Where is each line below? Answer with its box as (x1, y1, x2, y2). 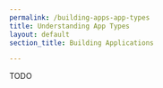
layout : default (9, 30, 70, 39)
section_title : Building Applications (9, 38, 154, 48)
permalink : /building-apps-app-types (9, 13, 150, 22)
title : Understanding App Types (9, 22, 130, 31)
